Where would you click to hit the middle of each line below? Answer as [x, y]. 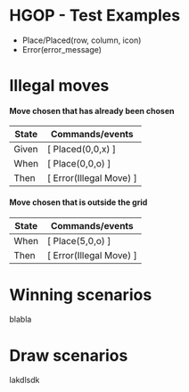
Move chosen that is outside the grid [78, 202]
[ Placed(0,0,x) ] [82, 150]
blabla [21, 319]
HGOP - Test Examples [95, 16]
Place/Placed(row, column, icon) [82, 40]
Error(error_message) [62, 49]
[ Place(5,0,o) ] [79, 241]
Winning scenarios [81, 294]
